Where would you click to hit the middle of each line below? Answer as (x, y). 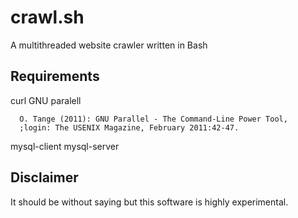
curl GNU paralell (46, 100)
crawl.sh (47, 17)
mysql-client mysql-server (65, 146)
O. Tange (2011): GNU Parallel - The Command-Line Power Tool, (153, 119)
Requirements (55, 76)
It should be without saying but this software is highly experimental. (149, 202)
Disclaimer (44, 177)
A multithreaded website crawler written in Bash (109, 45)
